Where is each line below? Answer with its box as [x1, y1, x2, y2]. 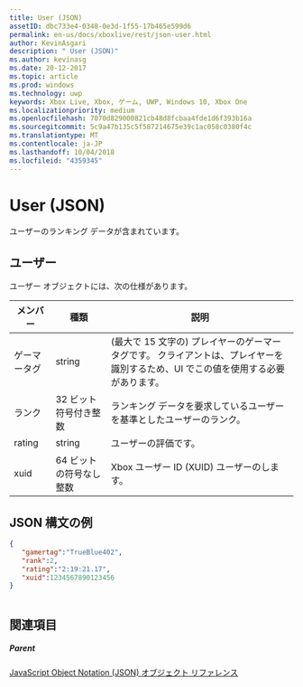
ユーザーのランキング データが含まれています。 [9, 226, 185, 237]
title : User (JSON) [9, 13, 83, 23]
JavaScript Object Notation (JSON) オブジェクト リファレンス [9, 666, 239, 678]
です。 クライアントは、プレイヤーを [129, 349, 284, 362]
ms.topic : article [9, 72, 78, 81]
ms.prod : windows [9, 80, 75, 89]
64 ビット [55, 454, 97, 466]
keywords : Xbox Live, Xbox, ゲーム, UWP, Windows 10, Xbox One [9, 97, 248, 107]
